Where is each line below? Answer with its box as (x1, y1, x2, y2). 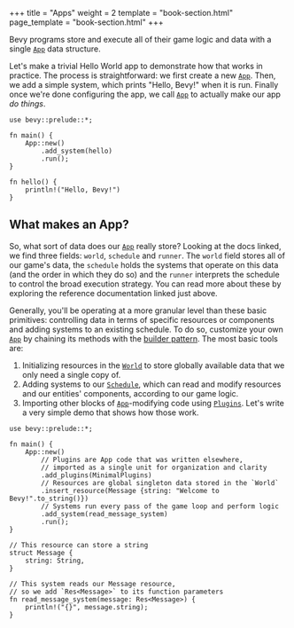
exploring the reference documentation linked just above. (9, 287, 219, 298)
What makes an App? (9, 217, 130, 232)
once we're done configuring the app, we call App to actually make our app (9, 89, 282, 99)
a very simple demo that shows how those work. (21, 407, 199, 418)
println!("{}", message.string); (25, 602, 149, 611)
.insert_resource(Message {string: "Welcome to (41, 486, 220, 495)
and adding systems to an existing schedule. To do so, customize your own (9, 324, 283, 334)
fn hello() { (9, 177, 58, 186)
